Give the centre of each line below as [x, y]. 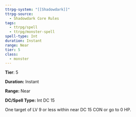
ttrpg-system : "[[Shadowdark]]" [37, 9]
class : [12, 54]
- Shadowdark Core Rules [34, 18]
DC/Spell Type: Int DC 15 [30, 100]
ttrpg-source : [19, 14]
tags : [10, 23]
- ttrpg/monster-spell [32, 32]
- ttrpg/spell [23, 27]
